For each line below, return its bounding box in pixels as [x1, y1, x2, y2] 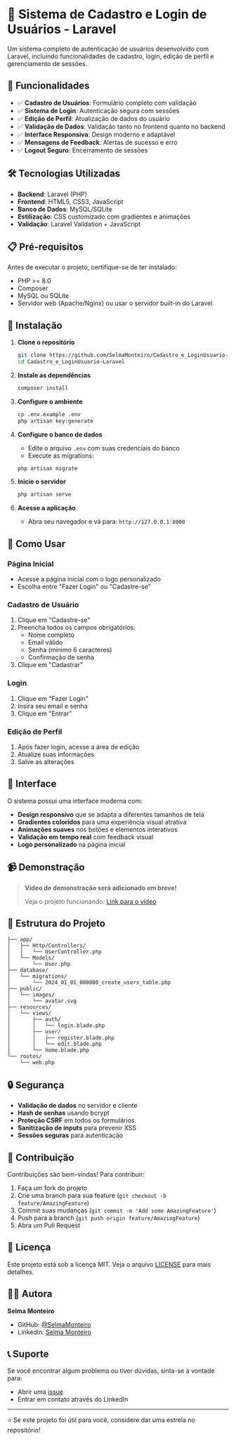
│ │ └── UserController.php [7, 948, 102, 955]
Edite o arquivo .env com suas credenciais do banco [27, 444, 181, 452]
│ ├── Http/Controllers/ [7, 942, 86, 950]
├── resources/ [7, 1004, 52, 1011]
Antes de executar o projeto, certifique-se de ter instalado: [7, 263, 177, 271]
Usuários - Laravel [7, 21, 117, 37]
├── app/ [7, 936, 33, 943]
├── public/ [7, 986, 42, 993]
